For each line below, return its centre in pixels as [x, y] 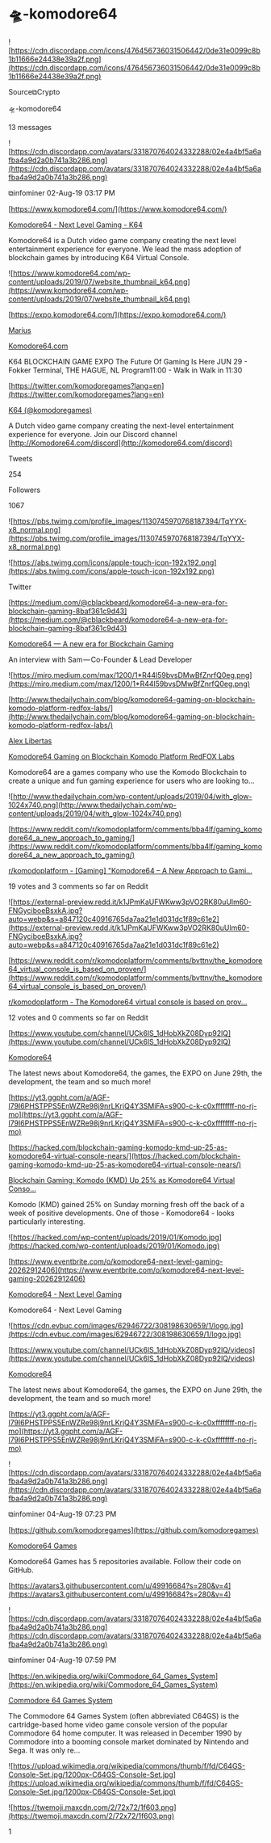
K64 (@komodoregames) [50, 410]
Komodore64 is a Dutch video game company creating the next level [122, 240]
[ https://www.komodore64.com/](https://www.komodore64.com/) [118, 208]
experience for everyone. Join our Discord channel [93, 434]
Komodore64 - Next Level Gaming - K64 [76, 225]
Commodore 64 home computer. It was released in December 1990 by [125, 1733]
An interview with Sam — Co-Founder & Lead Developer [100, 659]
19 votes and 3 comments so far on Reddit [79, 886]
